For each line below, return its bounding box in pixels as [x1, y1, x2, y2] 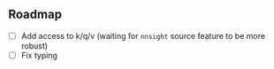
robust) [20, 40, 49, 51]
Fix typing [20, 50, 58, 60]
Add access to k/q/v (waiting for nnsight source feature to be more [20, 30, 266, 41]
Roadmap [8, 7, 63, 22]
